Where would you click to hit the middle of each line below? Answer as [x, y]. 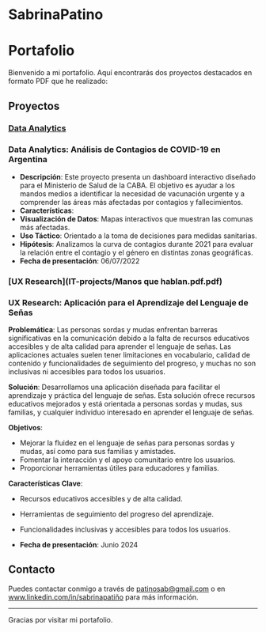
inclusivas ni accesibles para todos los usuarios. [87, 371]
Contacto [32, 570]
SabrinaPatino [56, 15]
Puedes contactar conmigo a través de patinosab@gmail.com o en [117, 588]
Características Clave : [46, 483]
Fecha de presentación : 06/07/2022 [80, 261]
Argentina [28, 160]
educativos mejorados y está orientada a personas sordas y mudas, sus [125, 403]
